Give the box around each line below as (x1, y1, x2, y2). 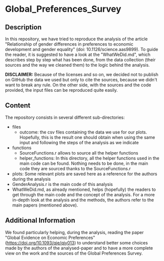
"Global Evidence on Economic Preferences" (5, 235, 95, 240)
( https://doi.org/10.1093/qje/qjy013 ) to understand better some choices (5, 239, 148, 246)
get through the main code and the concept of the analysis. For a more (12, 191, 155, 197)
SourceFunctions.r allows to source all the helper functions (19, 150, 139, 156)
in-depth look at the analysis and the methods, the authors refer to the (12, 197, 154, 203)
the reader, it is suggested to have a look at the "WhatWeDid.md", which (5, 52, 151, 57)
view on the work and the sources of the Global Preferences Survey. (5, 250, 143, 256)
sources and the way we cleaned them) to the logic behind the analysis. (5, 62, 150, 68)
